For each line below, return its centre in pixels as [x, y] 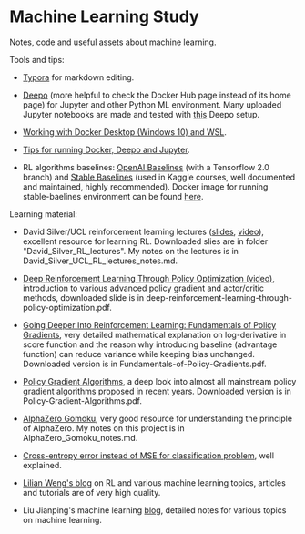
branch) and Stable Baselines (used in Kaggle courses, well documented [159, 177]
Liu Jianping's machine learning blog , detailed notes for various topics [154, 510]
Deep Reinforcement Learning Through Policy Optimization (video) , [148, 278]
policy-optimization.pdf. [67, 307]
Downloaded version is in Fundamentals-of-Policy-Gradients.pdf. [144, 364]
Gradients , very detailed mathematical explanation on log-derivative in [154, 334]
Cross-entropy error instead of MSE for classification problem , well [148, 455]
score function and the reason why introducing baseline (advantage [150, 344]
